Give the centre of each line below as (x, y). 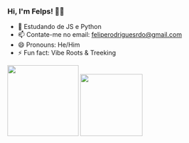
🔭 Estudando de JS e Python (59, 27)
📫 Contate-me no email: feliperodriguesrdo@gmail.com (100, 35)
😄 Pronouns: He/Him (49, 45)
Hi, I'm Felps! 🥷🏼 (36, 11)
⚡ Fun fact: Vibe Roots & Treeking (67, 53)
